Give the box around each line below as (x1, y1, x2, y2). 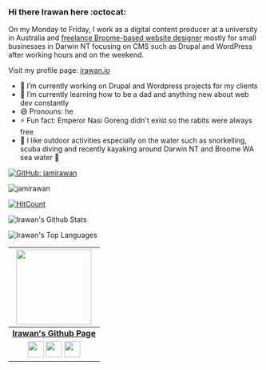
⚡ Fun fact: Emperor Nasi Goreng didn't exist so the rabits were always (19, 115, 253, 126)
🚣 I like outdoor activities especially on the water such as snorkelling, (19, 135, 248, 146)
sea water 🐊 (19, 153, 60, 163)
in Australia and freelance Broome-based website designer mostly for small (8, 33, 257, 42)
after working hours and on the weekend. (8, 50, 145, 60)
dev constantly (19, 99, 69, 108)
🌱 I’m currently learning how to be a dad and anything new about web (19, 90, 249, 99)
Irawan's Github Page (12, 328, 96, 339)
